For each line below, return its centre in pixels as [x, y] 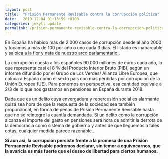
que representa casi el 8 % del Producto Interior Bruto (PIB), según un [77, 68]
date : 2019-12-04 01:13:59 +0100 [42, 19]
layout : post [19, 10]
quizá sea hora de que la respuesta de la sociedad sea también [70, 104]
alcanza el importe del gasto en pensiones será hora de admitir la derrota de [84, 120]
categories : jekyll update [33, 24]
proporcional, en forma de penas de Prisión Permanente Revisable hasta [80, 110]
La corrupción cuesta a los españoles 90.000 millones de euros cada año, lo [84, 63]
